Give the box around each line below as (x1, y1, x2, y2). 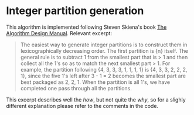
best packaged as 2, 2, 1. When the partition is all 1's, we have (20, 78, 171, 86)
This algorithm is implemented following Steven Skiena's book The (6, 23, 167, 31)
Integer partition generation (6, 4, 144, 18)
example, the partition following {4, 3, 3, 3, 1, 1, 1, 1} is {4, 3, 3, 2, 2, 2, (20, 66, 188, 73)
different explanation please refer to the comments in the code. (6, 102, 159, 109)
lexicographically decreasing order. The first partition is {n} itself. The (20, 47, 189, 54)
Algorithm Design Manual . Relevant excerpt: (6, 29, 113, 36)
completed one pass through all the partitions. (20, 84, 132, 92)
